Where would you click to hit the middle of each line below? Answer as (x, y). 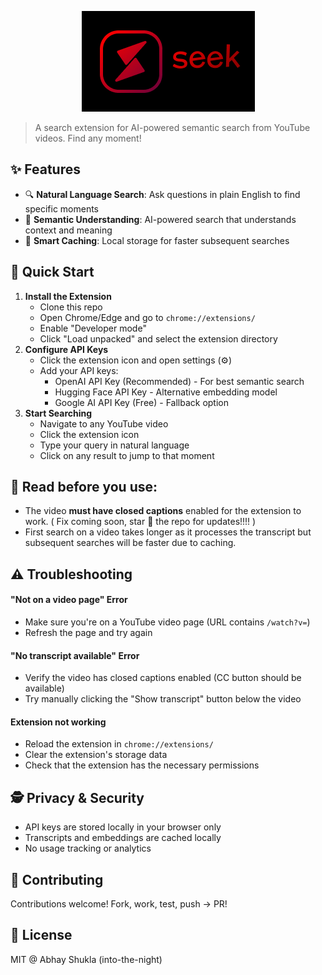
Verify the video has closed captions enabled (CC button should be (163, 678)
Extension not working (58, 722)
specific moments (62, 208)
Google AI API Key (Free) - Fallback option (142, 402)
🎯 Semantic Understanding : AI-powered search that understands (160, 219)
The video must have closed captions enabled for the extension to (163, 511)
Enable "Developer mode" (93, 328)
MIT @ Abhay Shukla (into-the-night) (86, 959)
